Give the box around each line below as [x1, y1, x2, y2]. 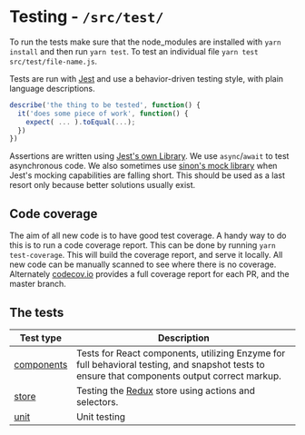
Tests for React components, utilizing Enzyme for [75, 347, 286, 360]
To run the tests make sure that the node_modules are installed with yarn [9, 36, 281, 47]
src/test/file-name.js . [9, 55, 98, 66]
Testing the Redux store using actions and [75, 384, 256, 397]
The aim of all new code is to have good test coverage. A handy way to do [9, 230, 287, 242]
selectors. [75, 395, 119, 408]
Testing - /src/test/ [9, 6, 164, 27]
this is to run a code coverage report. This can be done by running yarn [9, 240, 276, 251]
